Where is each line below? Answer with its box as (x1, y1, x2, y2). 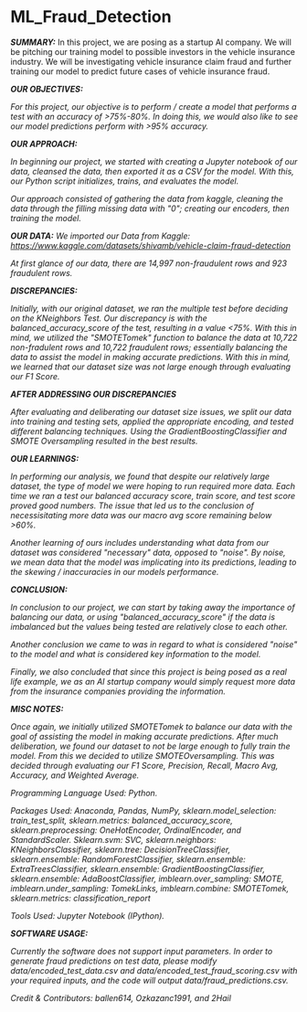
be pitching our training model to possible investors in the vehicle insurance (10, 46, 296, 57)
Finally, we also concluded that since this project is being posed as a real (10, 666, 287, 677)
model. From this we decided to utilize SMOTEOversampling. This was (10, 750, 275, 761)
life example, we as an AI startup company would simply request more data (10, 676, 296, 687)
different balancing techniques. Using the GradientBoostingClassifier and (10, 425, 287, 436)
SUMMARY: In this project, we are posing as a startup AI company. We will (10, 37, 291, 48)
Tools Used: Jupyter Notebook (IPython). (10, 910, 165, 921)
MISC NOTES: (10, 703, 64, 714)
